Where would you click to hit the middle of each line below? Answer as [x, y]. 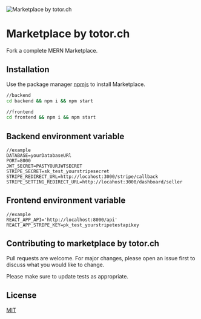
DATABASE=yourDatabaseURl [39, 156]
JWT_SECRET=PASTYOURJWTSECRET [44, 166]
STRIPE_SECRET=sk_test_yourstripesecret [58, 172]
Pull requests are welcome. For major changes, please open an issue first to [101, 258]
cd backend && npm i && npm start [50, 101]
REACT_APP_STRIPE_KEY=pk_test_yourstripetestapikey [73, 225]
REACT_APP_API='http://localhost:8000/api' [62, 220]
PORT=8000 [19, 161]
